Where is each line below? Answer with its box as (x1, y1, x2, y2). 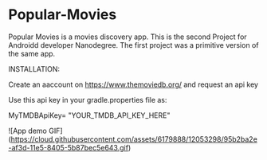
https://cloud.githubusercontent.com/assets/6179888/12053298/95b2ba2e (10, 134, 257, 144)
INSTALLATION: (8, 64, 61, 73)
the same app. (8, 49, 56, 58)
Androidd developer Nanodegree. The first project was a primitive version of (8, 40, 259, 49)
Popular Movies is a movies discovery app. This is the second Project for (8, 32, 247, 41)
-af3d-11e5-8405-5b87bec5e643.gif (8, 142, 129, 152)
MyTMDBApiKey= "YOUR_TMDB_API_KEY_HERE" (8, 110, 171, 120)
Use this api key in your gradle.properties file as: (8, 95, 167, 104)
